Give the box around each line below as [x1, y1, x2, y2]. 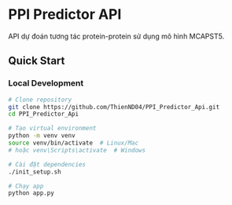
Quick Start [8, 54, 65, 68]
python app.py [8, 189, 55, 197]
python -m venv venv [8, 132, 76, 140]
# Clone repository [8, 96, 72, 104]
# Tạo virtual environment [8, 124, 97, 133]
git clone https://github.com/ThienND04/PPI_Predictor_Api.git [8, 103, 220, 111]
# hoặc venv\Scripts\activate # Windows [8, 146, 146, 154]
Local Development [8, 78, 84, 89]
